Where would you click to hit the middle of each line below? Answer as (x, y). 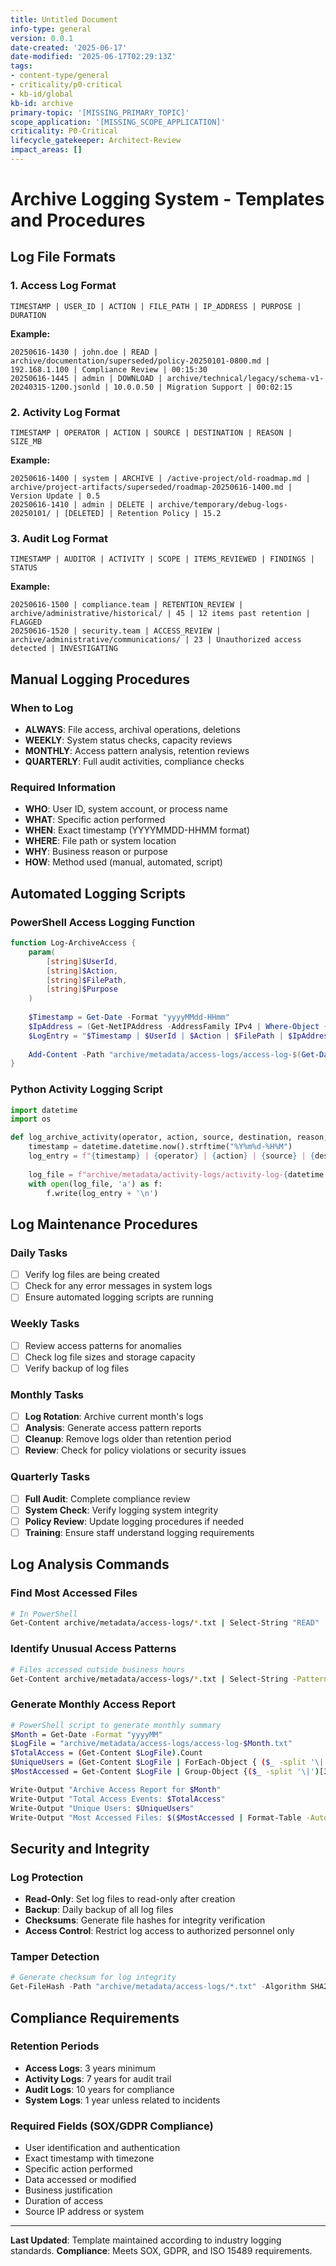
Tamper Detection (55, 1957)
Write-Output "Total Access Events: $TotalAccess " (118, 1799)
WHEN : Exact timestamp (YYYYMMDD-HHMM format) (137, 830)
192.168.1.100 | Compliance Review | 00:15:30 (109, 369)
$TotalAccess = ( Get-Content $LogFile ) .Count (106, 1753)
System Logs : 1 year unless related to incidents (122, 2100)
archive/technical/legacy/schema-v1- (245, 378)
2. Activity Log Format (65, 412)
